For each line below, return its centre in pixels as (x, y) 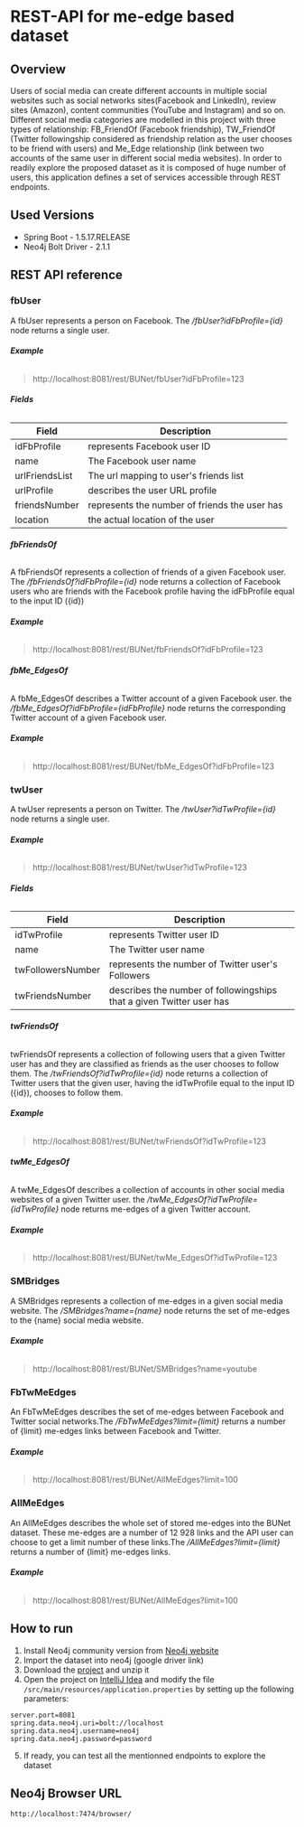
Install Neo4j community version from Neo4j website (121, 1650)
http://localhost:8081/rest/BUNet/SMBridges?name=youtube (145, 1368)
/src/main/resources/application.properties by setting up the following (158, 1689)
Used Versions (52, 215)
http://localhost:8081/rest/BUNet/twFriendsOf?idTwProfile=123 (149, 1141)
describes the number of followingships (193, 990)
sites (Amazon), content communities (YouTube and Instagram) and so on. (148, 110)
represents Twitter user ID (164, 935)
